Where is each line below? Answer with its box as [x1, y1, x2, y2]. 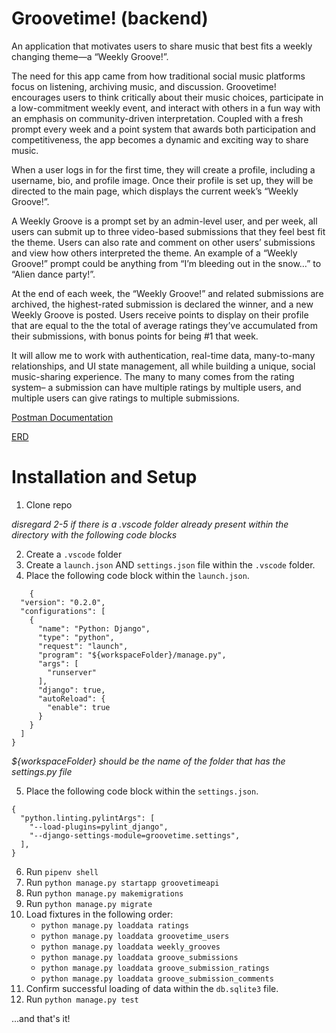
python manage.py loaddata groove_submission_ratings [40, 963, 270, 973]
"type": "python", [37, 632, 115, 642]
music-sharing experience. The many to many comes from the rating [11, 370, 295, 382]
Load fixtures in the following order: [25, 908, 174, 920]
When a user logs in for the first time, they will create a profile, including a [11, 163, 316, 176]
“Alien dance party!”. [11, 268, 96, 280]
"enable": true [47, 702, 111, 712]
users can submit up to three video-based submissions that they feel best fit [11, 225, 326, 237]
